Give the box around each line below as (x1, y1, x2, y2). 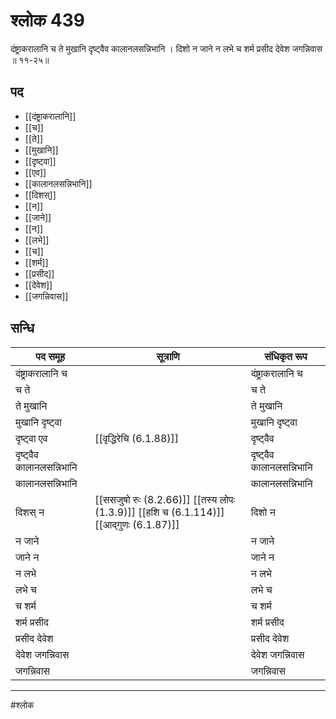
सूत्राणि (156, 349, 180, 363)
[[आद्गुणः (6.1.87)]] (94, 517, 180, 531)
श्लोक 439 (10, 9, 86, 32)
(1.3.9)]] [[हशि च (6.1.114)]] (94, 505, 225, 519)
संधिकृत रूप (264, 349, 308, 363)
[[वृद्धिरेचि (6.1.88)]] (94, 431, 180, 445)
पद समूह (35, 349, 65, 363)
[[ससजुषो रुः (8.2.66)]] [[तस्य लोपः (94, 492, 236, 506)
